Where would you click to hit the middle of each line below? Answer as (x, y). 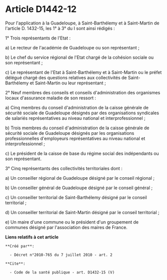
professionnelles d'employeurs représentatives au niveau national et (75, 138)
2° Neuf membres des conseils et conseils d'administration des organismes (83, 92)
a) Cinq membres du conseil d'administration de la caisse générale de (77, 107)
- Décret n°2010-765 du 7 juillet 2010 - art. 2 (61, 255)
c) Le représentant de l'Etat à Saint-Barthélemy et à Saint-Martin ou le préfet (83, 72)
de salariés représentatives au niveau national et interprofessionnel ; (75, 118)
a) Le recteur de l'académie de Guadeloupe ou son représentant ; (72, 47)
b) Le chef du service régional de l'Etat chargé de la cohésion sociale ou (80, 57)
